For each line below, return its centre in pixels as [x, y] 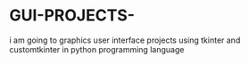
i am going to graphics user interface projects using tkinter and [125, 40]
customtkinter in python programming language [97, 49]
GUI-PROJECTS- [72, 16]
